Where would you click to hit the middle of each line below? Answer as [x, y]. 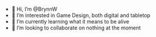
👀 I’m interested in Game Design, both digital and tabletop [81, 15]
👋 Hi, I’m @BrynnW [34, 9]
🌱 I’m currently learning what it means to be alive [70, 21]
